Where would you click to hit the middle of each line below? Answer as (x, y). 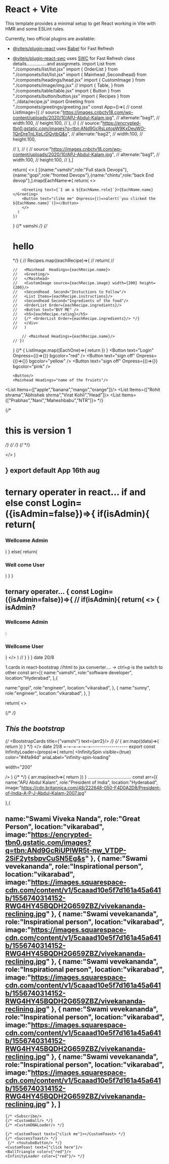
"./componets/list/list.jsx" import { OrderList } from (65, 69)
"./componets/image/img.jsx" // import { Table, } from (68, 85)
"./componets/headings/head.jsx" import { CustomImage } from (79, 80)
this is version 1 (38, 431)
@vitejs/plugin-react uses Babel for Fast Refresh (63, 48)
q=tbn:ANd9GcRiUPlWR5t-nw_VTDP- (66, 851)
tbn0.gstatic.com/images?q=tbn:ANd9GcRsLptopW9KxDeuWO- (79, 128)
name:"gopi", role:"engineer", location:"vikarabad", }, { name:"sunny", (78, 688)
